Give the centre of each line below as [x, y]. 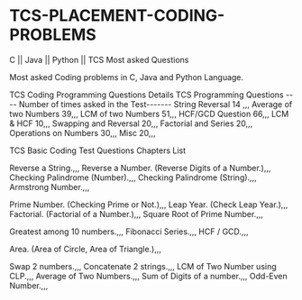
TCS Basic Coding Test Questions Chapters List [98, 150]
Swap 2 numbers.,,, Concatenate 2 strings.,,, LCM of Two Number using [143, 266]
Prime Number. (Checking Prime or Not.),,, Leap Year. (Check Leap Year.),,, [149, 205]
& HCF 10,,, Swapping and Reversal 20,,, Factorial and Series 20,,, [131, 123]
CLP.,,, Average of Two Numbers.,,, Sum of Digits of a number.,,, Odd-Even [149, 276]
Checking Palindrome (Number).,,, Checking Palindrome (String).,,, [133, 177]
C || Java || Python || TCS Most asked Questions [99, 59]
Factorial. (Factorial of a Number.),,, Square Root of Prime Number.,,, [136, 214]
